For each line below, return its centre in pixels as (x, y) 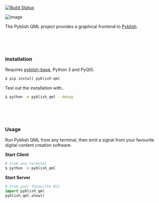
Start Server (18, 178)
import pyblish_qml (25, 191)
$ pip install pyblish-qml (33, 79)
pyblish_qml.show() (25, 196)
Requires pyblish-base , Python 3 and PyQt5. (50, 70)
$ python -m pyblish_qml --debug (39, 97)
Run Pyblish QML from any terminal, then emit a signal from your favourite (80, 140)
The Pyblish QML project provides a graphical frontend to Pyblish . (71, 26)
